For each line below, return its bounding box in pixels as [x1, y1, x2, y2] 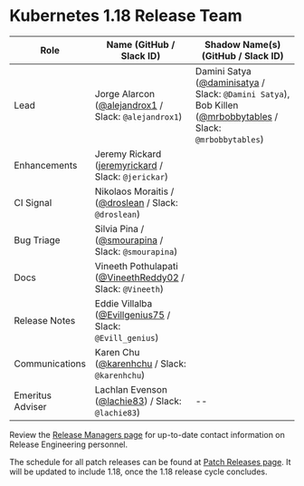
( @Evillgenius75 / [94, 308, 171, 321]
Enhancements [14, 159, 78, 171]
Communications [14, 357, 86, 370]
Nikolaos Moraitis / [94, 185, 175, 198]
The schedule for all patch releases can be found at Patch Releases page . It [9, 456, 291, 467]
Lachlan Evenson [94, 383, 167, 395]
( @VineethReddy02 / [94, 271, 185, 284]
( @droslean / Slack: [94, 196, 178, 209]
